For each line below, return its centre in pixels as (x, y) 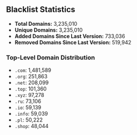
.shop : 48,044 (31, 126)
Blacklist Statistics (41, 10)
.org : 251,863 (31, 77)
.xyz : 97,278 (29, 95)
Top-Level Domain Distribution (51, 57)
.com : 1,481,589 (33, 70)
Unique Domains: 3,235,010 (49, 30)
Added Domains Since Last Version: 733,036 (70, 36)
